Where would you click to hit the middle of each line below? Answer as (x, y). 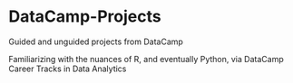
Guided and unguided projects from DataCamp (96, 41)
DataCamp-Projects (85, 17)
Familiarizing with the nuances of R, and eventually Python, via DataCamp (146, 59)
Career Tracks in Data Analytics (68, 69)
